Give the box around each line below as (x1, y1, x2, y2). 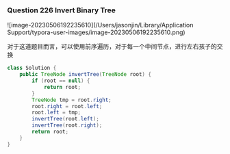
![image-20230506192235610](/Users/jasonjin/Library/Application (7, 21, 194, 29)
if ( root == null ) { (31, 77, 90, 84)
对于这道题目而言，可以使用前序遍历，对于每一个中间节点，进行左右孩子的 (7, 42, 217, 51)
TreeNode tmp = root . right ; (31, 97, 112, 103)
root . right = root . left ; (31, 103, 103, 110)
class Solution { (7, 64, 57, 72)
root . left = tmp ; (31, 109, 81, 116)
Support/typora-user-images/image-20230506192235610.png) (7, 28, 186, 36)
